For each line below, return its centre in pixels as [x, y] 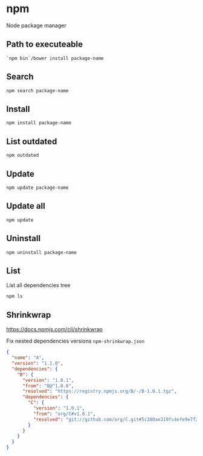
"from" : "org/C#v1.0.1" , [64, 414]
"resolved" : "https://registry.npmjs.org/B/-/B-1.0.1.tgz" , [99, 391]
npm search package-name [37, 90]
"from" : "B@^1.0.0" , [48, 386]
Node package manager [36, 25]
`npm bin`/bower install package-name [55, 58]
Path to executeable [45, 44]
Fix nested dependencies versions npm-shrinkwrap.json [76, 341]
